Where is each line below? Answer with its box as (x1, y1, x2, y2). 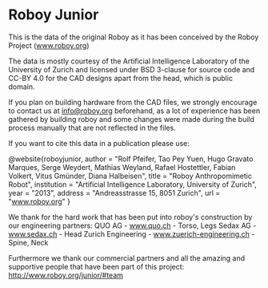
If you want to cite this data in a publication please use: (8, 138, 190, 148)
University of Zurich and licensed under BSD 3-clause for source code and (8, 64, 255, 74)
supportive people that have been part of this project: (8, 262, 185, 271)
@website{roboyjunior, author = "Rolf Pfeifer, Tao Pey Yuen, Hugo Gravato (8, 154, 254, 164)
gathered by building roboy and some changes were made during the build (8, 114, 254, 124)
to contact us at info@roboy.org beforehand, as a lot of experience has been (8, 106, 261, 116)
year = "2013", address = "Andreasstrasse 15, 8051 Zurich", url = (8, 188, 221, 197)
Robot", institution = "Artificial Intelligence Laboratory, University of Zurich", (8, 179, 258, 189)
